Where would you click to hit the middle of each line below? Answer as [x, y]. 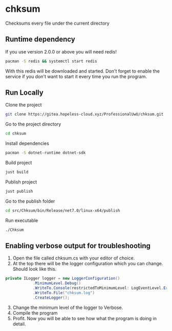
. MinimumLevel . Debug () [57, 283]
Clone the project [24, 105]
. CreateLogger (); [51, 298]
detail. [19, 324]
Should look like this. [35, 269]
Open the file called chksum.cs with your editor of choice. [74, 258]
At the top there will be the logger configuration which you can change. [88, 264]
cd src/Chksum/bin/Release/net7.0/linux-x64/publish [63, 210]
